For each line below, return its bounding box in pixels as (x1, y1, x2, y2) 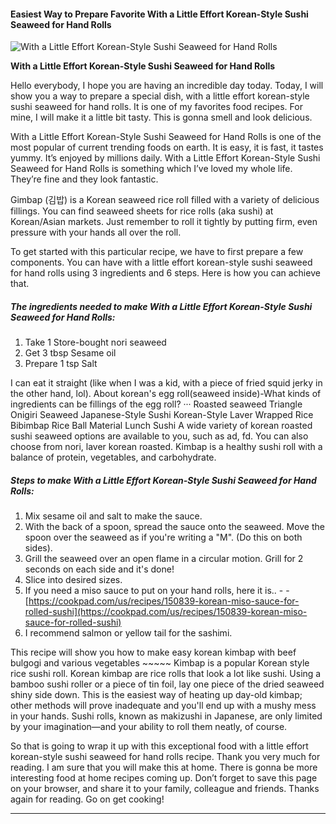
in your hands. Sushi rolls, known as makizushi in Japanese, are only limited (10, 710, 323, 722)
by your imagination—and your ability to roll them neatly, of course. (10, 721, 288, 733)
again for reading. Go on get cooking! (10, 793, 165, 805)
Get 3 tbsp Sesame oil (24, 347, 117, 359)
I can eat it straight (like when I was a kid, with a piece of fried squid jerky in (10, 377, 323, 389)
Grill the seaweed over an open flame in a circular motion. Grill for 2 (24, 553, 304, 565)
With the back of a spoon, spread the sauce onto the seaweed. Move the (24, 521, 325, 533)
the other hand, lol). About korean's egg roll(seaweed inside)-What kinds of (10, 388, 322, 400)
